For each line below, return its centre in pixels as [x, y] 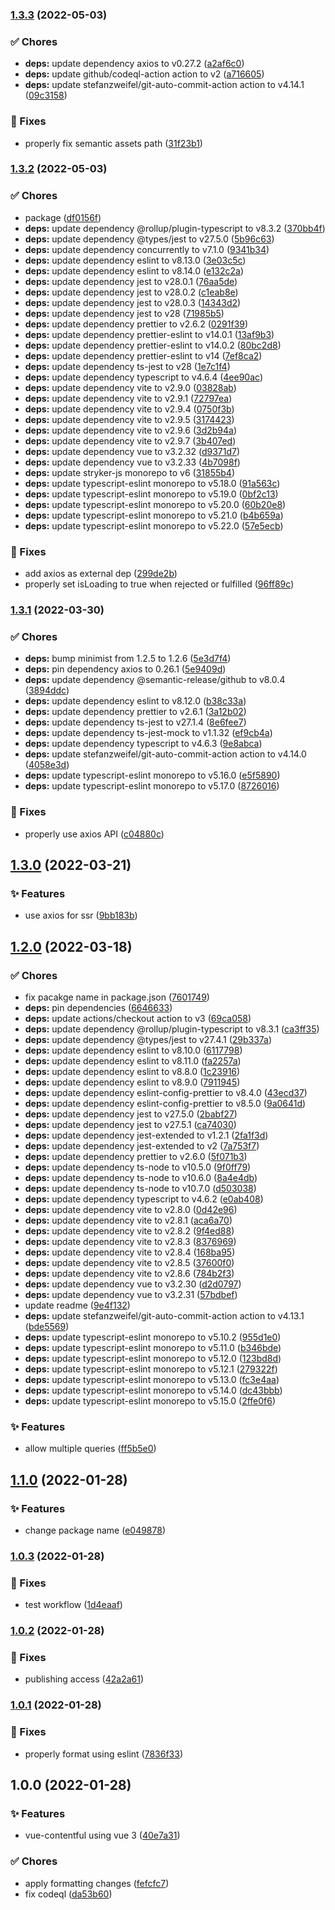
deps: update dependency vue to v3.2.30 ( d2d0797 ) [133, 1284]
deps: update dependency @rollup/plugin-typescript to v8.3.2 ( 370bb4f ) [175, 228]
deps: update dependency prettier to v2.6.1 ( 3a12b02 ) [135, 712]
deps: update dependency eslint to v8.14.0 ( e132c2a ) [134, 270]
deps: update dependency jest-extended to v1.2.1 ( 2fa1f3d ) [146, 1135]
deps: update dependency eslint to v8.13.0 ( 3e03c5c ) [135, 260]
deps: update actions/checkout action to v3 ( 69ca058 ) [138, 1018]
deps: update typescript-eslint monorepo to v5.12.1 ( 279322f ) [151, 1369]
